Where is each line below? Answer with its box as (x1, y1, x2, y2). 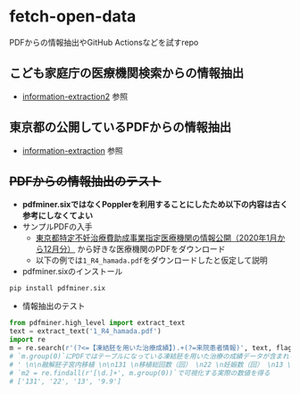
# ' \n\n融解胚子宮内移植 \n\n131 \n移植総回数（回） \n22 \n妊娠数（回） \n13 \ (9, 360, 292, 369)
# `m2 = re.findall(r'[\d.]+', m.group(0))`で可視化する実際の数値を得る (9, 368, 271, 377)
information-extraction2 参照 (21, 91, 128, 102)
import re (9, 335, 46, 345)
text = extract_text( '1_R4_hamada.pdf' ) (9, 327, 162, 336)
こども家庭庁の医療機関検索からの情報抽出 (9, 65, 244, 81)
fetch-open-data (9, 6, 137, 27)
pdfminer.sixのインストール (21, 266, 123, 277)
